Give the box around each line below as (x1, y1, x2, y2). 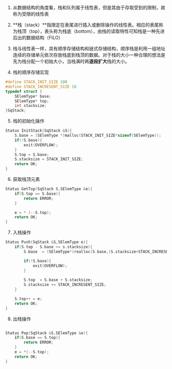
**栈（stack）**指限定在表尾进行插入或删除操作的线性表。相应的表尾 (12, 22, 159, 28)
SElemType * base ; (14, 94, 52, 99)
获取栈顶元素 (12, 176, 40, 182)
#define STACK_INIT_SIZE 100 (5, 79, 68, 85)
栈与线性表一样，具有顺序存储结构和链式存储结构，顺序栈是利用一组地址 (12, 46, 165, 51)
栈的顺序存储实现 (12, 69, 49, 75)
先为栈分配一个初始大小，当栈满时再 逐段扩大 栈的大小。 (12, 58, 130, 64)
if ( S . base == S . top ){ (14, 335, 60, 340)
